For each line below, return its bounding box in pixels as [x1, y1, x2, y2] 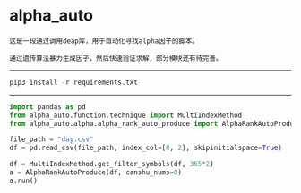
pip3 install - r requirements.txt [9, 78, 139, 87]
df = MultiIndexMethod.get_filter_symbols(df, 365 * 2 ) [9, 160, 215, 169]
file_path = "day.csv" [9, 135, 94, 144]
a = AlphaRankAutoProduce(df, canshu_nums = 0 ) [9, 168, 182, 177]
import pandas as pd [9, 102, 87, 112]
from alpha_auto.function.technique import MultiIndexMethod [9, 111, 243, 120]
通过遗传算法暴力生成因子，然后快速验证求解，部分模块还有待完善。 [9, 54, 223, 63]
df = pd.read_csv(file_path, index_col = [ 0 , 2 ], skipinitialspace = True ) [9, 144, 282, 153]
